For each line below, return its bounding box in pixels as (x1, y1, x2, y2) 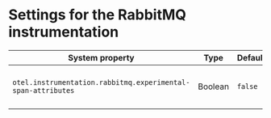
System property (68, 52, 135, 63)
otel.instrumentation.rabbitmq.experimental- (12, 78, 190, 86)
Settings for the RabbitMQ (8, 6, 187, 24)
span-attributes (12, 86, 75, 95)
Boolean (197, 81, 230, 92)
